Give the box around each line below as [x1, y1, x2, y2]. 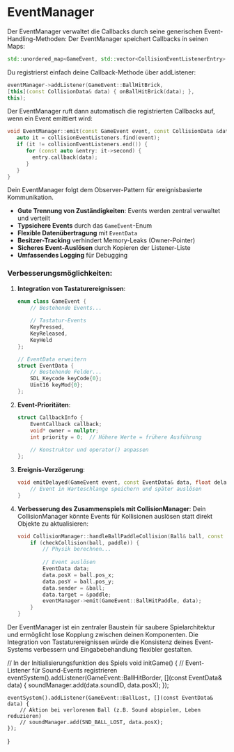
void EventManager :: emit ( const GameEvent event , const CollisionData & [7, 128, 219, 135]
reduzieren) [7, 713, 42, 720]
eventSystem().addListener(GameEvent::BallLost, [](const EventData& [7, 694, 214, 702]
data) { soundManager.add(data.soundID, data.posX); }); [7, 681, 169, 689]
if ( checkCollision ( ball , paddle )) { [30, 539, 140, 547]
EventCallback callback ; [30, 421, 102, 428]
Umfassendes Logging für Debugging [17, 251, 128, 260]
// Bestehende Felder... [30, 368, 102, 376]
